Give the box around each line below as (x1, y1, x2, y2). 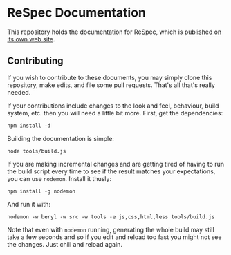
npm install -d (7, 122, 51, 129)
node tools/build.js (7, 147, 67, 155)
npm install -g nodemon (7, 188, 76, 195)
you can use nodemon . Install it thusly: (7, 174, 112, 182)
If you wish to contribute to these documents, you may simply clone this (7, 73, 212, 82)
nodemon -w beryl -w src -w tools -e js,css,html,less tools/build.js (7, 213, 215, 220)
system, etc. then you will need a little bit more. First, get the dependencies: (7, 108, 223, 117)
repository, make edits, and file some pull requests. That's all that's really (7, 81, 216, 89)
